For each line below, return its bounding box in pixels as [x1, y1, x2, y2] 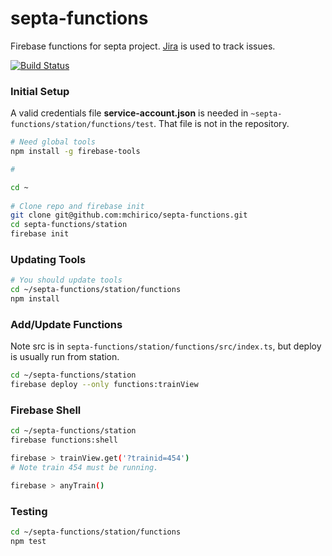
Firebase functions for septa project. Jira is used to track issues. [10, 40, 276, 52]
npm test [10, 536, 47, 546]
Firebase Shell [10, 403, 82, 417]
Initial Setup [10, 84, 70, 98]
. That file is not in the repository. [153, 118, 290, 130]
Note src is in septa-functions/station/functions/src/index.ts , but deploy [10, 340, 322, 352]
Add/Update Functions [10, 317, 123, 331]
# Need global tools [10, 137, 97, 147]
